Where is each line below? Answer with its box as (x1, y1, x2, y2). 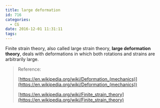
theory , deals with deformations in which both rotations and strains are (5, 51, 155, 57)
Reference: (17, 66, 41, 72)
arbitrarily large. (5, 56, 39, 62)
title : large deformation (5, 7, 60, 13)
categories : (5, 17, 31, 22)
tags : (5, 31, 17, 36)
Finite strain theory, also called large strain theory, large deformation (5, 46, 151, 51)
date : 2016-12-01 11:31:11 (5, 27, 63, 32)
